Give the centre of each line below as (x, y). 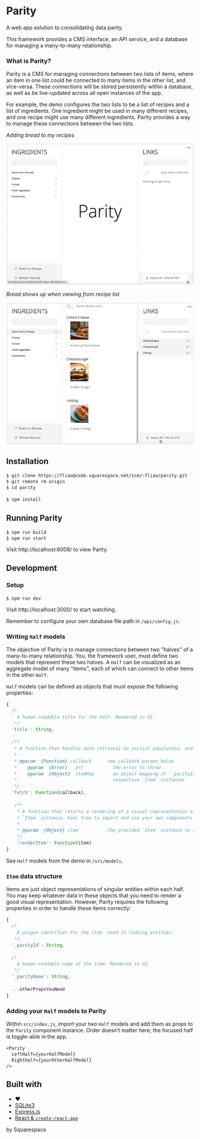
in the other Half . (27, 675)
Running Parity (34, 518)
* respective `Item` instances (99, 780)
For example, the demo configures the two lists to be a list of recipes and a (98, 105)
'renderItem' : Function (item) (54, 843)
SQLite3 (25, 1105)
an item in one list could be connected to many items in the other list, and (96, 80)
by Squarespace (26, 1129)
